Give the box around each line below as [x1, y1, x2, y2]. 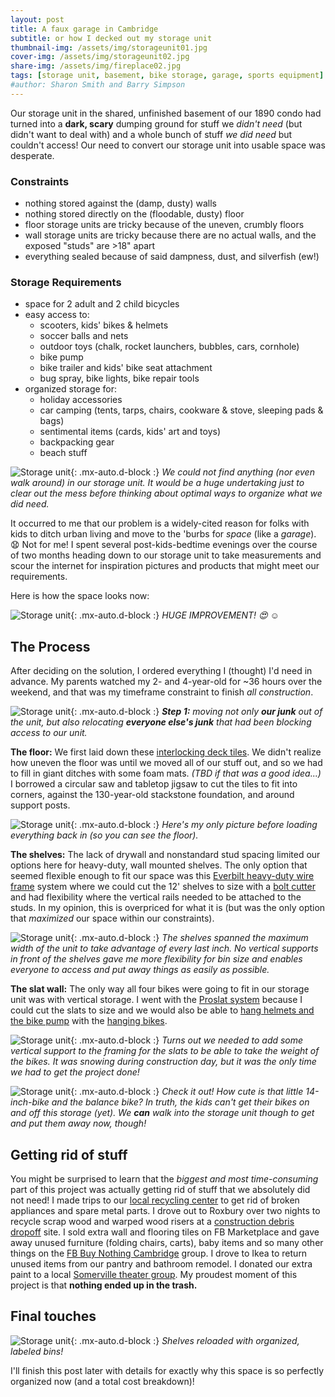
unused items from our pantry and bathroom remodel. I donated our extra [10, 1257, 313, 1270]
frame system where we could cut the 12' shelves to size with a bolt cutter [10, 881, 316, 893]
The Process [10, 638, 91, 655]
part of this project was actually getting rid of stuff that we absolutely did [10, 1183, 311, 1195]
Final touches [10, 1308, 97, 1325]
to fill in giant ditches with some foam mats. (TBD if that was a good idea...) [10, 767, 322, 780]
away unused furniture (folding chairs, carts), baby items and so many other [10, 1236, 324, 1248]
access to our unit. [10, 727, 88, 739]
